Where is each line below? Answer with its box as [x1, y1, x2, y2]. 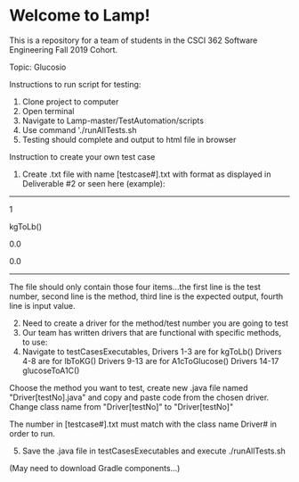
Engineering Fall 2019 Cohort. [9, 44, 118, 54]
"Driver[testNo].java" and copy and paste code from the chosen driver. [9, 392, 270, 403]
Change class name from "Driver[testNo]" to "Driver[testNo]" [9, 401, 234, 411]
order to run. [9, 428, 56, 438]
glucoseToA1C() [21, 365, 80, 376]
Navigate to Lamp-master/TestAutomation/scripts [21, 115, 205, 126]
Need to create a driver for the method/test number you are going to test [21, 318, 289, 328]
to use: [21, 337, 48, 347]
